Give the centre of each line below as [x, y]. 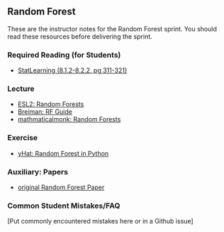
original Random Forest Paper [61, 187]
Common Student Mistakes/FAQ [64, 206]
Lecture [21, 89]
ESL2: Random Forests [51, 104]
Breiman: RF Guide [45, 112]
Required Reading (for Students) [64, 55]
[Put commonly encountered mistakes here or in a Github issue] [100, 221]
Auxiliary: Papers [38, 172]
